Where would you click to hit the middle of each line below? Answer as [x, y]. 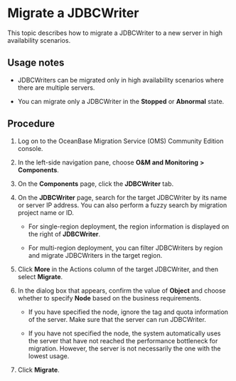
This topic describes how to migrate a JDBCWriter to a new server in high [115, 33]
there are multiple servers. [56, 88]
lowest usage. [49, 356]
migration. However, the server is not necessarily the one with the [124, 348]
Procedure [31, 124]
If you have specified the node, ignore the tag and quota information [128, 312]
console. [30, 148]
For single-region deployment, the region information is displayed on [129, 226]
